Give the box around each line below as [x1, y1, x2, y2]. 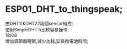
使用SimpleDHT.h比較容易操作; [5, 26, 69, 33]
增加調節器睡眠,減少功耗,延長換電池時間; [5, 38, 89, 44]
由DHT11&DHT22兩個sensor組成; [5, 20, 73, 26]
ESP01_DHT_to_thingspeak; [5, 3, 123, 15]
